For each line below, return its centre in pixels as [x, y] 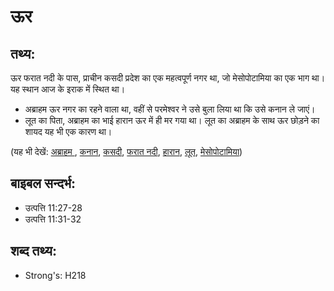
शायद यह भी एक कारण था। [68, 131]
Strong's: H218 [55, 275]
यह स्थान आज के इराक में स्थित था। [68, 89]
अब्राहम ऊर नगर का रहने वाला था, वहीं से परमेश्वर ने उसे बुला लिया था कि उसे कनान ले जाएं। [170, 109]
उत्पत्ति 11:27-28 [53, 207]
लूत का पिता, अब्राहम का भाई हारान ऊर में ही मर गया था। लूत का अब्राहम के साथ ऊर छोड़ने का [172, 120]
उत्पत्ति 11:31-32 [53, 219]
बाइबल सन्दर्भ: [43, 183]
